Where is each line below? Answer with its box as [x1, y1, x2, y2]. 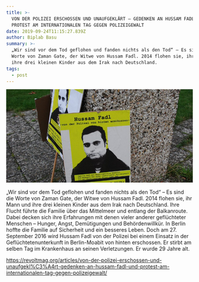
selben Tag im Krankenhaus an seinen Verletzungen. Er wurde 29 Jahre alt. [6, 245, 190, 252]
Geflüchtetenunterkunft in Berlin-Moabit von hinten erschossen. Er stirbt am [6, 239, 192, 246]
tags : [6, 66, 20, 72]
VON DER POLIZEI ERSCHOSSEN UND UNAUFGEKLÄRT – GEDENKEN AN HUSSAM [11, 15, 182, 22]
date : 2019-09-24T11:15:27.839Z [6, 28, 86, 34]
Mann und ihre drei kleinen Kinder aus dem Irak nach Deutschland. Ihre [6, 201, 179, 209]
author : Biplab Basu [6, 34, 57, 41]
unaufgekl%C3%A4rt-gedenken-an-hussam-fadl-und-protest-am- [6, 263, 170, 270]
